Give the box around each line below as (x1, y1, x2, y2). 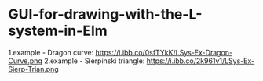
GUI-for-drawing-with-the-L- (8, 5, 203, 23)
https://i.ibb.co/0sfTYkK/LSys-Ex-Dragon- (95, 48, 233, 57)
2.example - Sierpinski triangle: (44, 56, 145, 65)
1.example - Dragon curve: (8, 48, 94, 57)
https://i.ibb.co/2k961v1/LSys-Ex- (146, 56, 255, 65)
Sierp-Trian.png (8, 64, 59, 73)
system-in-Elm (8, 22, 108, 40)
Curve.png (8, 56, 43, 65)
